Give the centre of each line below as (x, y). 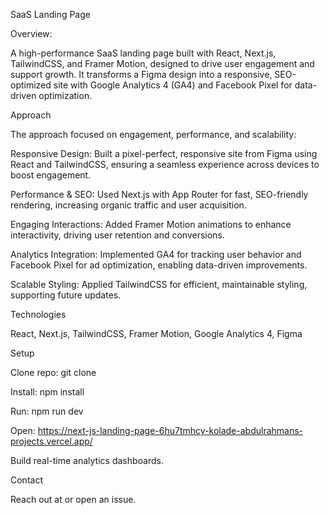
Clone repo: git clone (53, 372)
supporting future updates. (66, 295)
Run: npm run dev (47, 411)
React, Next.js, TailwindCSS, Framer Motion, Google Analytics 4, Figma (156, 333)
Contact (26, 480)
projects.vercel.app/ (51, 441)
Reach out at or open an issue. (73, 499)
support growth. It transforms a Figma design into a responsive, (141, 74)
